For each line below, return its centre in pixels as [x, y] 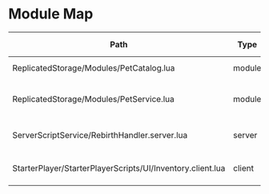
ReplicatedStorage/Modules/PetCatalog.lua [94, 67]
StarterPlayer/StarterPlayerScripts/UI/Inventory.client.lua [119, 168]
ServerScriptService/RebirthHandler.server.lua [100, 135]
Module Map [51, 14]
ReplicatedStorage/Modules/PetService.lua [93, 99]
